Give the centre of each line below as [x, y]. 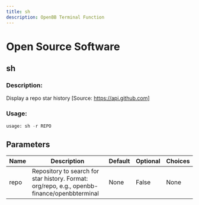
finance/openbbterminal [65, 194]
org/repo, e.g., [52, 186]
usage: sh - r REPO [29, 126]
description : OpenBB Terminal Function [55, 17]
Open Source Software [63, 47]
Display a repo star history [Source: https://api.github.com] [78, 98]
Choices [178, 161]
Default [119, 161]
